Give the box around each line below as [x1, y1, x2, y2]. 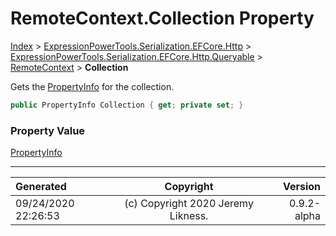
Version [282, 180, 321, 194]
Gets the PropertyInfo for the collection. [10, 80, 175, 92]
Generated [15, 180, 67, 194]
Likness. [169, 209, 209, 223]
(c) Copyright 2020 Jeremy [124, 197, 254, 211]
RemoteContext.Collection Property [10, 7, 315, 30]
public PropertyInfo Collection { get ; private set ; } [10, 100, 244, 110]
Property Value [10, 123, 86, 137]
